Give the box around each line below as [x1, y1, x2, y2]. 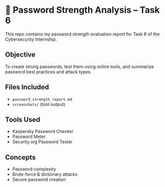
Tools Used [5, 115, 40, 124]
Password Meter [12, 134, 46, 139]
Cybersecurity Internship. [5, 36, 57, 42]
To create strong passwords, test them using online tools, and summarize [5, 63, 154, 69]
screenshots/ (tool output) [12, 101, 66, 107]
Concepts [5, 153, 36, 161]
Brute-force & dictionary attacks [12, 171, 78, 177]
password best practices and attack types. [5, 69, 92, 75]
